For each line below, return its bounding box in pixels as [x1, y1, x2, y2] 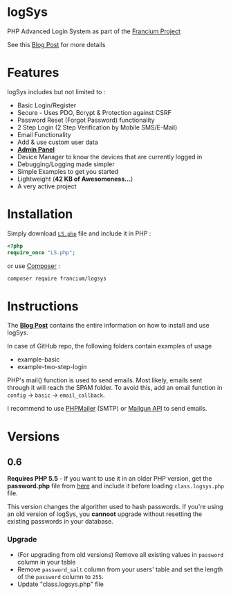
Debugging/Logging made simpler [17, 160, 115, 168]
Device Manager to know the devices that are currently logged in [17, 152, 203, 161]
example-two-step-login [17, 363, 87, 371]
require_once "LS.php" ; [7, 249, 76, 256]
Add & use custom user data [17, 138, 98, 146]
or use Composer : [7, 261, 61, 270]
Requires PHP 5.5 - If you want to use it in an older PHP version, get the [7, 474, 212, 483]
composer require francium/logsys [7, 275, 107, 282]
